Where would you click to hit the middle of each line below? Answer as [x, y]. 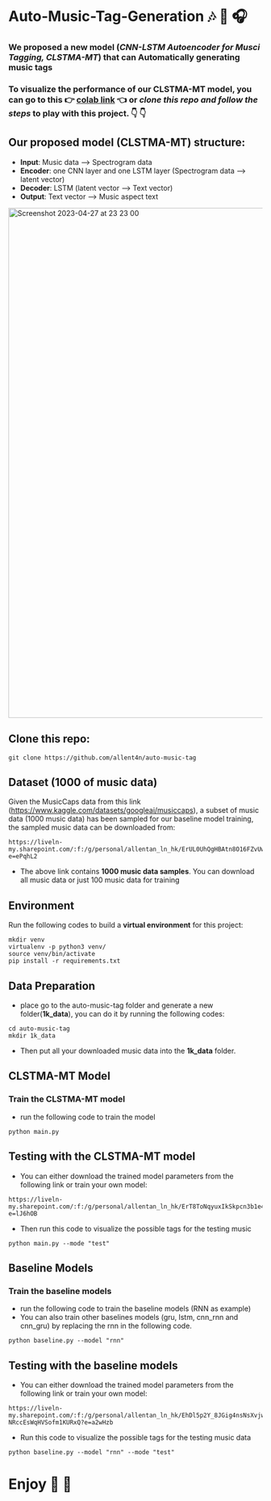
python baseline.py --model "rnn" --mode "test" [92, 1452]
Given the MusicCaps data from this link [75, 801]
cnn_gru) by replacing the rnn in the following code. [106, 1326]
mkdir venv [27, 940]
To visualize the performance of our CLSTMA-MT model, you [130, 89]
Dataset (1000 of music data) [83, 782]
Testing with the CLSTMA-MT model [102, 1157]
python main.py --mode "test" [59, 1243]
